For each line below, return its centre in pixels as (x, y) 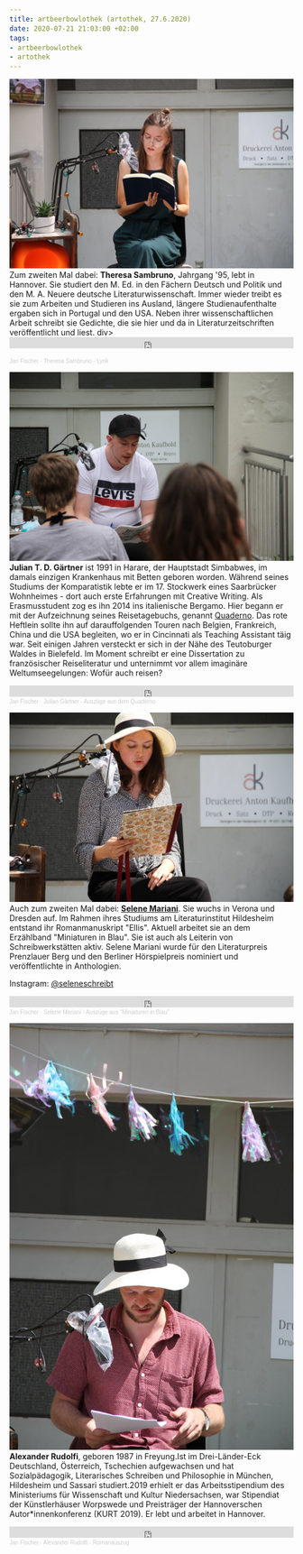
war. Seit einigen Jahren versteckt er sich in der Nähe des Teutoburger (141, 644)
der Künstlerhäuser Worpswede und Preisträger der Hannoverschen (136, 1504)
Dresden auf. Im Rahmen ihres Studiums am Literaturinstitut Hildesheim (142, 918)
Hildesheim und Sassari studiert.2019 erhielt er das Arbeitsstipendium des (147, 1485)
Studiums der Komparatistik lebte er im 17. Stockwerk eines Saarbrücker (143, 587)
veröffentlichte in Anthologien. (65, 966)
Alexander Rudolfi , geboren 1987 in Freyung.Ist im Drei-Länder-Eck (135, 1456)
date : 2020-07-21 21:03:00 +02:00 (74, 28)
